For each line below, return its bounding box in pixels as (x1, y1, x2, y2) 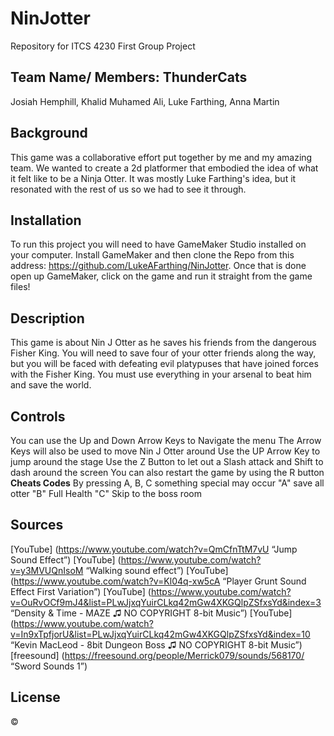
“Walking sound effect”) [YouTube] (85, 564, 229, 576)
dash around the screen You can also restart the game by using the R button (10, 467, 325, 478)
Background (10, 125, 88, 142)
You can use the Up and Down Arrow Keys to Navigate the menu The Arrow (10, 435, 322, 446)
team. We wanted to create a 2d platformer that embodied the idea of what (10, 162, 319, 174)
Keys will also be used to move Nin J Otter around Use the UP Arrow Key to (10, 445, 321, 457)
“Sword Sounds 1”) (10, 660, 88, 672)
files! (10, 281, 31, 293)
